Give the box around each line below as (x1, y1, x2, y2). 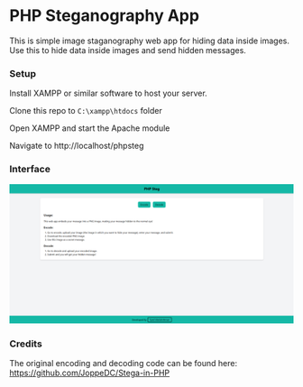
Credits (9, 337, 42, 350)
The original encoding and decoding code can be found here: (9, 357, 237, 368)
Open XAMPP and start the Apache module (9, 123, 170, 134)
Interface (9, 163, 51, 176)
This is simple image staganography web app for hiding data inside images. (9, 35, 290, 46)
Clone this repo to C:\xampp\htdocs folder (9, 106, 162, 116)
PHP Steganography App (9, 5, 200, 26)
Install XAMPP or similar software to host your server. (9, 88, 207, 99)
